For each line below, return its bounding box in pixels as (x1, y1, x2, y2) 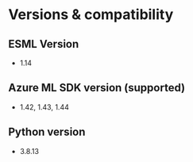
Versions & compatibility (8, 6, 174, 24)
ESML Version (8, 37, 79, 51)
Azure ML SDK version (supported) (8, 81, 185, 94)
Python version (8, 125, 86, 139)
